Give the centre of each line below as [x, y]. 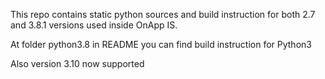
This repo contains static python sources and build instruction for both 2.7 [163, 14]
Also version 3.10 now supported [77, 63]
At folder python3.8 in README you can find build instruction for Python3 [161, 44]
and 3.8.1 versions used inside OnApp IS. [94, 25]
